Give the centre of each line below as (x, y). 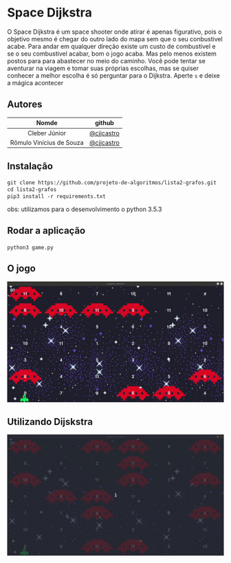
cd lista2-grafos (32, 190)
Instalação (30, 166)
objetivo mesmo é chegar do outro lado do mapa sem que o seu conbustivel (115, 38)
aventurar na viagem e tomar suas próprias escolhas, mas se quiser (103, 68)
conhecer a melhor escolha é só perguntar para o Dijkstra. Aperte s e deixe (113, 75)
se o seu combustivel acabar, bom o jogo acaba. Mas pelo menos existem (112, 54)
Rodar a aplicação (46, 231)
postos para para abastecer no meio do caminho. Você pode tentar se (107, 60)
